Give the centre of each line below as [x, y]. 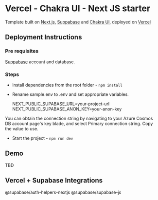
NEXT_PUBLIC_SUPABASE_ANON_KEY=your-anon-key [67, 109]
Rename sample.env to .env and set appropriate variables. [70, 94]
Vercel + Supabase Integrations [54, 181]
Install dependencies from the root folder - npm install [67, 85]
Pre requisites [22, 51]
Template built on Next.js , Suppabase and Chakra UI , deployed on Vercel [78, 22]
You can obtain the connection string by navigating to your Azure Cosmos [79, 118]
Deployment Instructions [44, 37]
